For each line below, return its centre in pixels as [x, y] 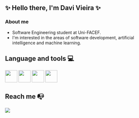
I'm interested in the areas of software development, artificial [73, 37]
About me [17, 22]
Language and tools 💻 [40, 59]
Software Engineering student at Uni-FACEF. [56, 32]
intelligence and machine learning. [46, 43]
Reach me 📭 [25, 96]
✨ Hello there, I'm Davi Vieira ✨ [53, 8]
